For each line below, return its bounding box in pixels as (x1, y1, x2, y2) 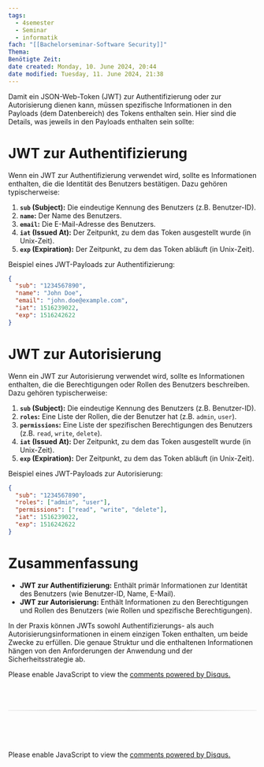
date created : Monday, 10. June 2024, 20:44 (8, 63, 157, 71)
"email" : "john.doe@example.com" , (15, 297, 128, 305)
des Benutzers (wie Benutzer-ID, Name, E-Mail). (19, 588, 176, 598)
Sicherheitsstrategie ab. (8, 654, 86, 664)
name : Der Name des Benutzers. (19, 210, 122, 220)
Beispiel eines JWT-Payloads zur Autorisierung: (8, 469, 163, 478)
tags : (8, 11, 26, 20)
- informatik (15, 33, 58, 42)
